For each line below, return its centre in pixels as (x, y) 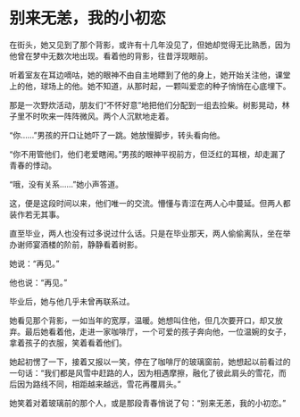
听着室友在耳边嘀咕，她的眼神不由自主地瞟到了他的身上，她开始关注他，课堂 (150, 75)
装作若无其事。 (37, 214)
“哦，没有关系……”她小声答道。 (66, 184)
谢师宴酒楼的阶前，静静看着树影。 (79, 244)
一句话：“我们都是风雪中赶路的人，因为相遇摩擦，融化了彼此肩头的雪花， (144, 372)
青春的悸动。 (33, 165)
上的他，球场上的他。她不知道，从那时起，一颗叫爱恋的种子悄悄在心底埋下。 (150, 86)
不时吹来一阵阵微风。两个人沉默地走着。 (99, 116)
